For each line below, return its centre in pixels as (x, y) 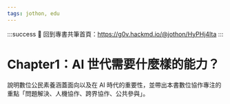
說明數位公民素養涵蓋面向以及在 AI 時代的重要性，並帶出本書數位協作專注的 (114, 85)
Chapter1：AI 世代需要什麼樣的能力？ (114, 64)
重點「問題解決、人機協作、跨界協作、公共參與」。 (78, 93)
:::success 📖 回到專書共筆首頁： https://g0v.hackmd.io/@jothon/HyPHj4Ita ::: (115, 34)
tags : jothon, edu (33, 13)
